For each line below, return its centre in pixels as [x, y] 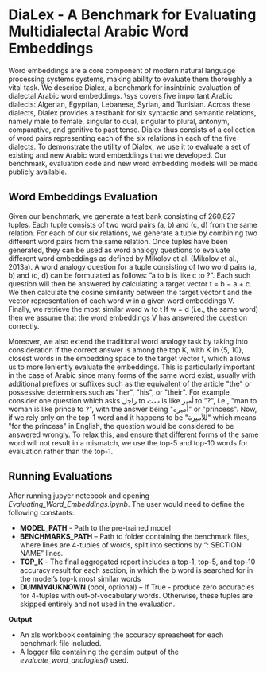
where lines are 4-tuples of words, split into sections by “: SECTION [131, 545]
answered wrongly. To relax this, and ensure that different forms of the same [133, 434]
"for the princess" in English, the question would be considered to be [121, 426]
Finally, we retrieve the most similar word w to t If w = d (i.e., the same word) [133, 309]
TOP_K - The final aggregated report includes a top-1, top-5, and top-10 [137, 562]
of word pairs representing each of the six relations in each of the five [122, 138]
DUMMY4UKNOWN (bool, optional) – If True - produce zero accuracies [137, 587]
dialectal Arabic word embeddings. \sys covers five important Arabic [120, 95]
